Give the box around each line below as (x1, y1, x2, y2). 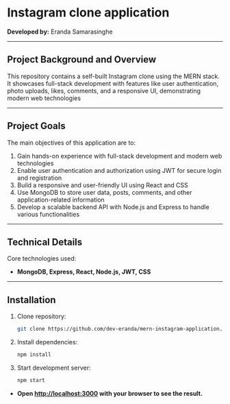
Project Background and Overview (7, 54, 157, 66)
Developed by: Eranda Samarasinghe (7, 27, 113, 36)
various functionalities (16, 210, 80, 218)
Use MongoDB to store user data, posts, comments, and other (16, 188, 192, 196)
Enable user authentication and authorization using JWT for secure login (16, 166, 222, 174)
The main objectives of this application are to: (7, 139, 136, 147)
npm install (16, 351, 51, 358)
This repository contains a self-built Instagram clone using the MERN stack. (7, 72, 220, 80)
